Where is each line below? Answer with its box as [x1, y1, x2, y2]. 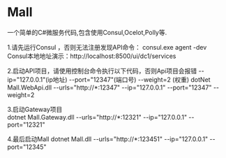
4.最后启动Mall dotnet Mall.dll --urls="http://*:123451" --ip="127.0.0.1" [7, 134, 209, 143]
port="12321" [7, 120, 45, 129]
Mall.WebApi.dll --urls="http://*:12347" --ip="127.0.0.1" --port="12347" [7, 83, 212, 92]
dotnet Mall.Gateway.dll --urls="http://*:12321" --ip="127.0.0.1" [7, 113, 187, 121]
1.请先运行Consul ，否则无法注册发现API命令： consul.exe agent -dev [7, 43, 207, 51]
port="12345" [7, 143, 47, 151]
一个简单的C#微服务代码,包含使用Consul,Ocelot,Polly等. [7, 28, 167, 36]
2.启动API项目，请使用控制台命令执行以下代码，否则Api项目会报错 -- [7, 66, 204, 75]
